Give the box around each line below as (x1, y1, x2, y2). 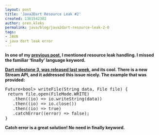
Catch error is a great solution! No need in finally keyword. (5, 124, 125, 130)
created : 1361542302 (5, 16, 47, 21)
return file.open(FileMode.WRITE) (7, 91, 90, 97)
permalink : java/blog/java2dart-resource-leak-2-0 (5, 25, 110, 30)
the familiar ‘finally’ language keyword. (5, 57, 86, 63)
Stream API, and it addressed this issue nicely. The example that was (5, 71, 147, 78)
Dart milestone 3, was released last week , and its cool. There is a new (5, 67, 148, 72)
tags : (5, 30, 16, 34)
